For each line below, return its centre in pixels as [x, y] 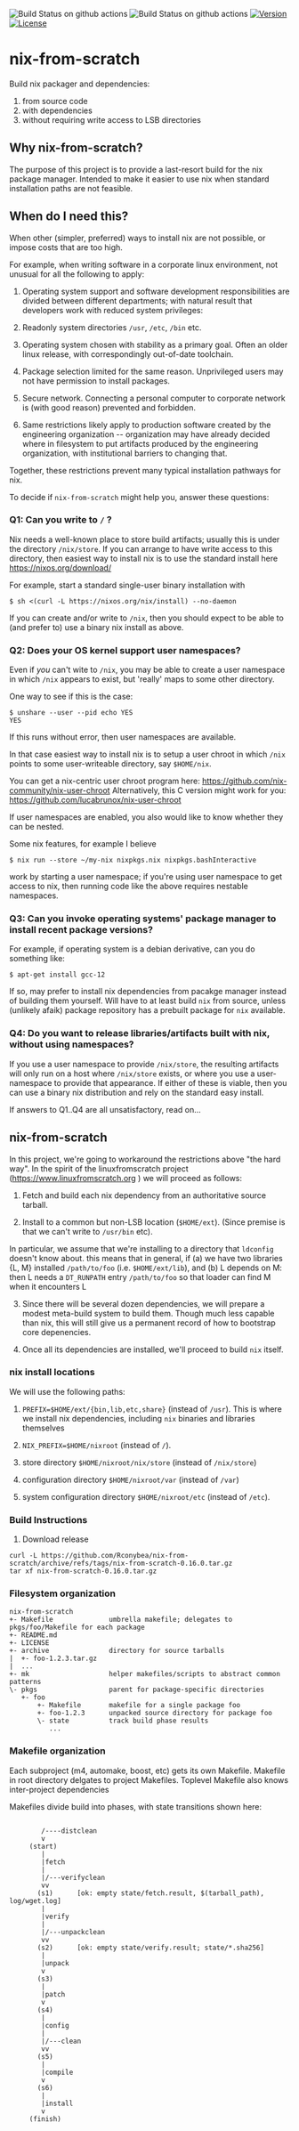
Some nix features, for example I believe [83, 844]
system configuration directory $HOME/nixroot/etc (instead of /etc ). [146, 1496]
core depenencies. [57, 1332]
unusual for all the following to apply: [77, 274]
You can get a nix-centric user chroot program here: [105, 781]
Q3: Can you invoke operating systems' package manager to [143, 919]
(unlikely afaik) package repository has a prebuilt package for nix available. [148, 1010]
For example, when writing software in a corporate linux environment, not [144, 264]
